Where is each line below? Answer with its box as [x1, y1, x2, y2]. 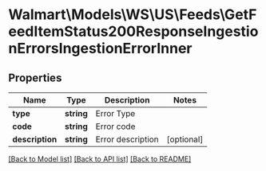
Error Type [95, 108, 136, 119]
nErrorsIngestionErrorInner [8, 40, 193, 57]
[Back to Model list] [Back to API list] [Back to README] [8, 154, 192, 164]
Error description [95, 134, 160, 145]
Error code [95, 121, 136, 132]
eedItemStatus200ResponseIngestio [8, 22, 259, 41]
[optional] [166, 134, 204, 145]
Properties [8, 71, 62, 84]
